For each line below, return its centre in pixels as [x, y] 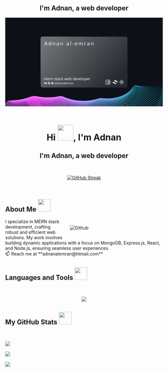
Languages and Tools [39, 278]
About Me [21, 209]
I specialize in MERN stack [32, 221]
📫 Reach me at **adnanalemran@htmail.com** [54, 254]
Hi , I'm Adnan [84, 137]
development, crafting [28, 227]
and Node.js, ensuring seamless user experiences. [57, 248]
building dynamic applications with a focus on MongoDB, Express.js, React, [83, 243]
